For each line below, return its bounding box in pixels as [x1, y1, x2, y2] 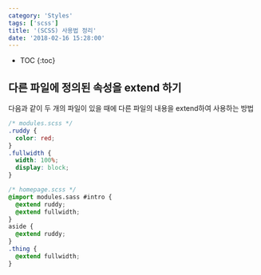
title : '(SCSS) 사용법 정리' [8, 26, 97, 34]
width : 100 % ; [15, 156, 59, 164]
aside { [8, 222, 34, 231]
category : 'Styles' [8, 11, 73, 20]
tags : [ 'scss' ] [8, 19, 59, 27]
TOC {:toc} [19, 56, 56, 65]
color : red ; [15, 134, 56, 142]
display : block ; [15, 164, 69, 172]
